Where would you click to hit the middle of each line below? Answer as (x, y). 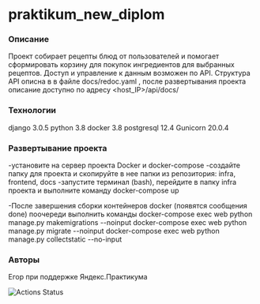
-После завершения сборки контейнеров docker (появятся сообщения (128, 206)
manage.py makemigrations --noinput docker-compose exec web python (128, 223)
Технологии (32, 111)
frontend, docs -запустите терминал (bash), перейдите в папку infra (122, 182)
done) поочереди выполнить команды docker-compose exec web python (130, 214)
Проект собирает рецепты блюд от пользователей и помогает (114, 56)
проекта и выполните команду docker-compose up (94, 190)
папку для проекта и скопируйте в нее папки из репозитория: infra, (122, 174)
